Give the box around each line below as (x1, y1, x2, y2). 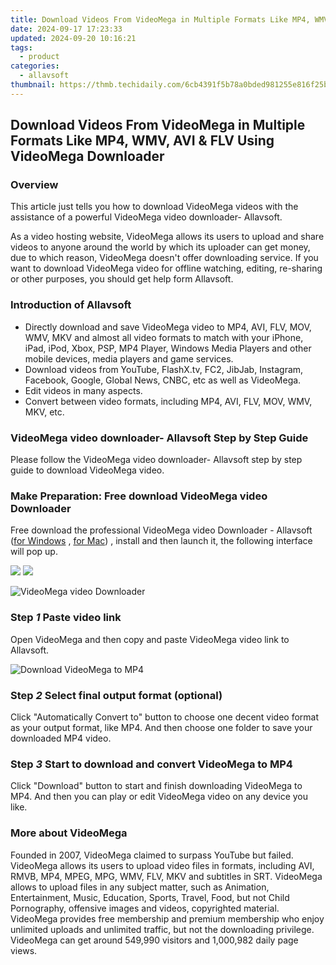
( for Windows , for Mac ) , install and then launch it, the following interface (10, 535, 313, 547)
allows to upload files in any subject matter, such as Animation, (10, 881, 270, 893)
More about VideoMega (10, 826, 128, 840)
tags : (10, 42, 33, 53)
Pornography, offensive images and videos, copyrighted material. (10, 902, 280, 914)
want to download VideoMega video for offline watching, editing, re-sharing (10, 262, 323, 275)
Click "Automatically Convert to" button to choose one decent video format (10, 711, 320, 723)
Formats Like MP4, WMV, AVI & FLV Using (10, 132, 275, 150)
